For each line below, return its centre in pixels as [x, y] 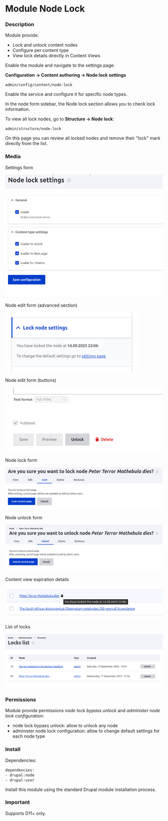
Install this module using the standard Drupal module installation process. [81, 789]
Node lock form [21, 460]
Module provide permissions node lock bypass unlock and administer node [83, 711]
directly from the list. [26, 144]
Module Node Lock [45, 9]
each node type [28, 736]
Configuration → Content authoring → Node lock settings [66, 75]
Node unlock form [24, 518]
